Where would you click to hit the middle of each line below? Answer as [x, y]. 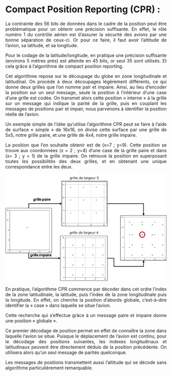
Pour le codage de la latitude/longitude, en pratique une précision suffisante [86, 55]
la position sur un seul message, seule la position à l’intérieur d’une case [86, 92]
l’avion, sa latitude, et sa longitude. [42, 45]
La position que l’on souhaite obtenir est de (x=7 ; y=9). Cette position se [86, 145]
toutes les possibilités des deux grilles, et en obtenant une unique [86, 161]
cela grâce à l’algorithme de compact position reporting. [64, 66]
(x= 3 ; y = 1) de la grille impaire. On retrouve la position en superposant [86, 156]
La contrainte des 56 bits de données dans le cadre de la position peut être [86, 24]
